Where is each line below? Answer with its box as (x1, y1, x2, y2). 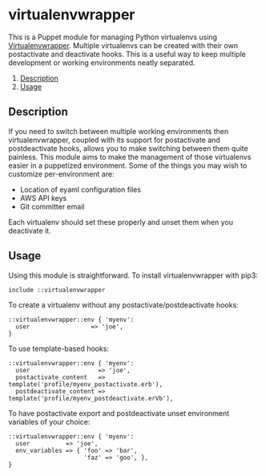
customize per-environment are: (8, 169, 115, 178)
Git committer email (19, 201, 85, 211)
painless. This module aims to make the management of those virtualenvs (8, 152, 252, 161)
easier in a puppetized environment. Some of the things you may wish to (8, 161, 248, 170)
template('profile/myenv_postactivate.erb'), (8, 380, 163, 389)
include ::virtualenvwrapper (8, 286, 106, 294)
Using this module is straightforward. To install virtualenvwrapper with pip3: (8, 271, 258, 280)
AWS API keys (19, 193, 67, 202)
